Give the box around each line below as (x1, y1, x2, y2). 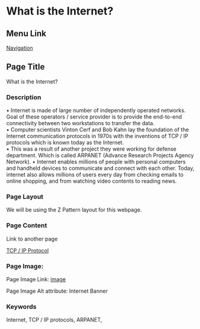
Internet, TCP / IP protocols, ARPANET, (6, 316, 102, 324)
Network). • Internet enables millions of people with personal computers (6, 158, 186, 166)
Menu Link (6, 28, 47, 39)
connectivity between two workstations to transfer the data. (6, 120, 155, 127)
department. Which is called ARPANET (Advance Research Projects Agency (6, 152, 194, 159)
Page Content (6, 221, 47, 230)
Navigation (6, 44, 33, 51)
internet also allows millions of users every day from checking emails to (6, 171, 184, 178)
